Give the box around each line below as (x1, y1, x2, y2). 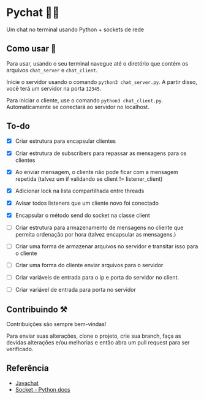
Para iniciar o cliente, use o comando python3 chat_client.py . (6, 96, 164, 104)
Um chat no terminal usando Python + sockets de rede (6, 26, 145, 33)
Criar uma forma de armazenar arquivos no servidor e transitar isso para (15, 243, 198, 250)
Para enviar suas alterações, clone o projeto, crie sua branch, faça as (6, 332, 181, 340)
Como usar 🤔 (6, 44, 56, 54)
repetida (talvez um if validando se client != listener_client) (15, 175, 163, 183)
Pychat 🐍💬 (6, 6, 60, 20)
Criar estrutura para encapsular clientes (15, 137, 116, 145)
